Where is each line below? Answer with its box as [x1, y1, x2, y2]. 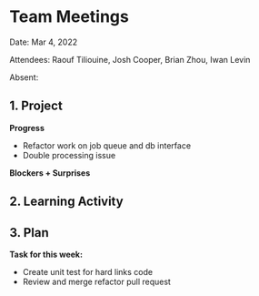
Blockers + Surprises [9, 167, 91, 179]
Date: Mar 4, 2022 [9, 36, 78, 47]
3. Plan [9, 225, 50, 240]
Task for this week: [9, 249, 84, 260]
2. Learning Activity [9, 194, 125, 209]
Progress [9, 122, 45, 133]
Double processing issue [22, 149, 116, 160]
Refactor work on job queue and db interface [22, 139, 192, 151]
